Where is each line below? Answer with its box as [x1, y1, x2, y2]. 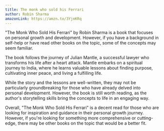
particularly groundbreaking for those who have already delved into [5, 85, 141, 91]
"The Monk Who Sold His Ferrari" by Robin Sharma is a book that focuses [5, 30, 153, 36]
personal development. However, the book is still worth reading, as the [5, 90, 147, 96]
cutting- [137, 115, 153, 121]
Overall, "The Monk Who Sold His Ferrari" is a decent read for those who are [5, 105, 159, 110]
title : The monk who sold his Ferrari [5, 7, 84, 12]
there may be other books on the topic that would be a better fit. [18, 120, 147, 126]
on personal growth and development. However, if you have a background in [5, 35, 159, 41]
